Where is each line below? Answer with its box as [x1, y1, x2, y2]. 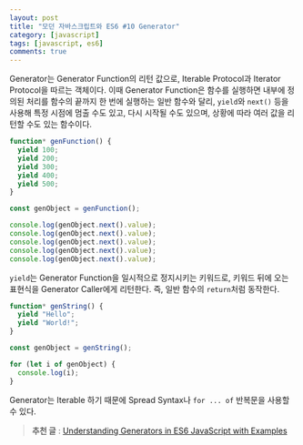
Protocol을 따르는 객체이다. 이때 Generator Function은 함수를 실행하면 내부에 [9, 85, 286, 96]
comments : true [9, 47, 67, 56]
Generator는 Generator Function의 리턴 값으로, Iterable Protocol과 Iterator [9, 74, 281, 85]
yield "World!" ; [17, 319, 79, 328]
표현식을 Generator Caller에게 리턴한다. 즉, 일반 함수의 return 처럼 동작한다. [9, 283, 280, 294]
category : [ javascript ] [9, 30, 100, 39]
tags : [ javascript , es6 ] [9, 38, 104, 48]
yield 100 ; [17, 146, 59, 155]
